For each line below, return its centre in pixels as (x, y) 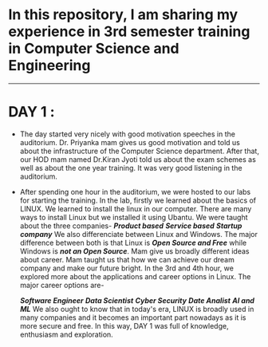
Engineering (49, 66)
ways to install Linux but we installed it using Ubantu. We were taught (134, 217)
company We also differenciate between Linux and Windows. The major (138, 234)
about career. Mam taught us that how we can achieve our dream (127, 259)
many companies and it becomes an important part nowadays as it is (133, 317)
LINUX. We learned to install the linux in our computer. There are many (136, 208)
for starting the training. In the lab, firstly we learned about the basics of (138, 200)
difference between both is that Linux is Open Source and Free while (133, 243)
